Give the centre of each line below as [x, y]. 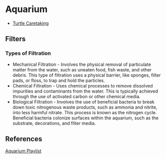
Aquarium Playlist [23, 151]
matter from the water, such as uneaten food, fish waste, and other [82, 69]
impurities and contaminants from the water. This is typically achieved [85, 91]
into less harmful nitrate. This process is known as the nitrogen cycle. [85, 112]
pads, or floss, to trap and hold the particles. [59, 80]
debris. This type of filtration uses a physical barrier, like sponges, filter [87, 75]
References [24, 139]
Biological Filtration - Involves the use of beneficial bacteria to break [84, 102]
